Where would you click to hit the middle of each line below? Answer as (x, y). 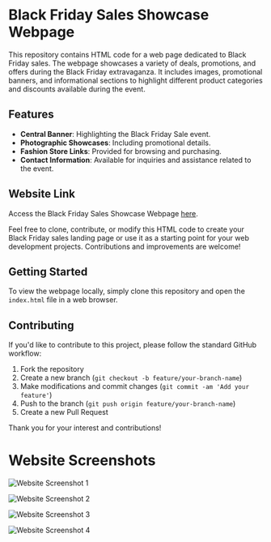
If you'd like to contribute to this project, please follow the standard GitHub (133, 345)
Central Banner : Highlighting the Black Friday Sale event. (115, 134)
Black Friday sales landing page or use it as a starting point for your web (129, 237)
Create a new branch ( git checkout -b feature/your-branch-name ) (131, 378)
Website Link (42, 194)
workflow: (25, 353)
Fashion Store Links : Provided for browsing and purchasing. (121, 151)
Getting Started (48, 272)
